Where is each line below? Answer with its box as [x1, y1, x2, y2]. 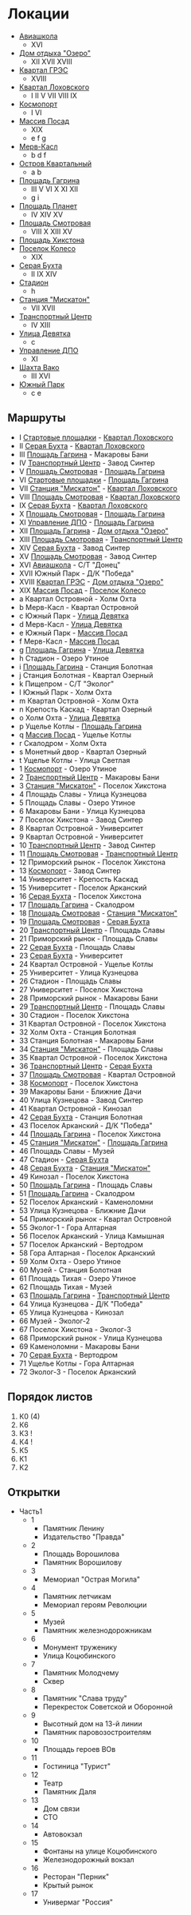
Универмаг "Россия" [42, 1897, 113, 1907]
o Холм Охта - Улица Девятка [18, 712, 121, 722]
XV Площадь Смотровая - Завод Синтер [18, 551, 157, 561]
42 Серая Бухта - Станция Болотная [18, 1112, 143, 1122]
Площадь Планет [18, 201, 77, 210]
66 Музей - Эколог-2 [18, 1316, 91, 1326]
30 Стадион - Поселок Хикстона [18, 1010, 130, 1019]
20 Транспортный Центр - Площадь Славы [18, 925, 166, 935]
